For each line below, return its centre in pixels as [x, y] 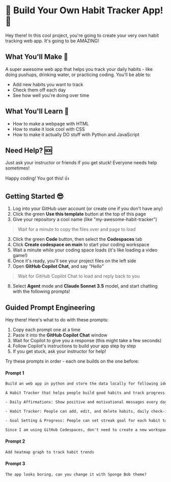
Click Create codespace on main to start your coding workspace [81, 245]
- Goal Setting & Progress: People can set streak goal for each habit [83, 420]
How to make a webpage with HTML [51, 123]
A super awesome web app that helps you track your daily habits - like [79, 69]
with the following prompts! [41, 291]
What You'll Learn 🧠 [37, 111]
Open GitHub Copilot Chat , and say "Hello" [58, 266]
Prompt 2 [15, 441]
